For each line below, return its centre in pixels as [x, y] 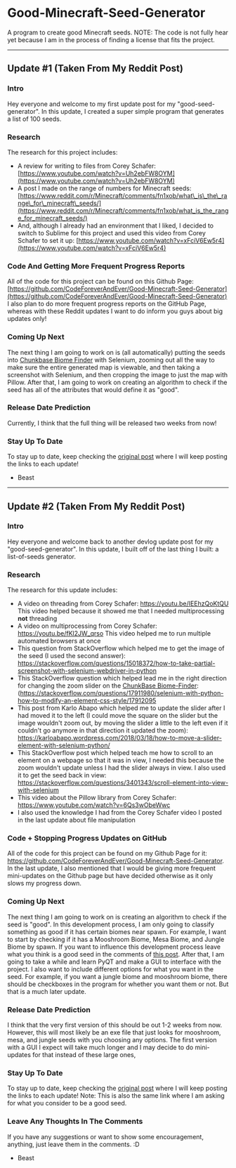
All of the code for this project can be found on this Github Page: [101, 282]
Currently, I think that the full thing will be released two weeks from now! [112, 423]
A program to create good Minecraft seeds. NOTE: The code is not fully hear [118, 32]
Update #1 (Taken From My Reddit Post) [96, 68]
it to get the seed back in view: [62, 775]
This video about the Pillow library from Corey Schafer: [97, 798]
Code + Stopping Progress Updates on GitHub [87, 839]
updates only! [27, 319]
